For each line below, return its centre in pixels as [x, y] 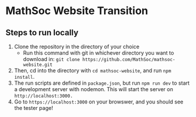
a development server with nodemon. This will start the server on [94, 89]
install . [24, 77]
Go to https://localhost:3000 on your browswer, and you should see [99, 102]
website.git [38, 65]
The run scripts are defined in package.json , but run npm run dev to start [102, 83]
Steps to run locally [42, 33]
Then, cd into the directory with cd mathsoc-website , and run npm [93, 71]
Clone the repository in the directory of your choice [77, 46]
